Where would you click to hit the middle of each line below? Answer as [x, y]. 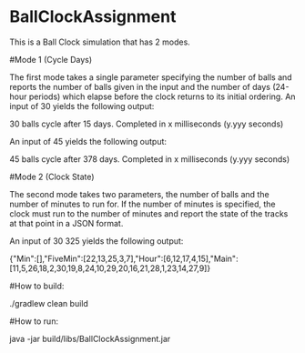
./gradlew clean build [49, 303]
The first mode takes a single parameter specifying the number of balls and [151, 77]
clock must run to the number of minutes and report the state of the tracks [149, 213]
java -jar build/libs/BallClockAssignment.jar [90, 338]
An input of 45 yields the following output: [88, 141]
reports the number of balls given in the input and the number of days [140, 86]
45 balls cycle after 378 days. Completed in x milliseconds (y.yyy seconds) [150, 159]
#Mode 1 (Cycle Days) [51, 59]
